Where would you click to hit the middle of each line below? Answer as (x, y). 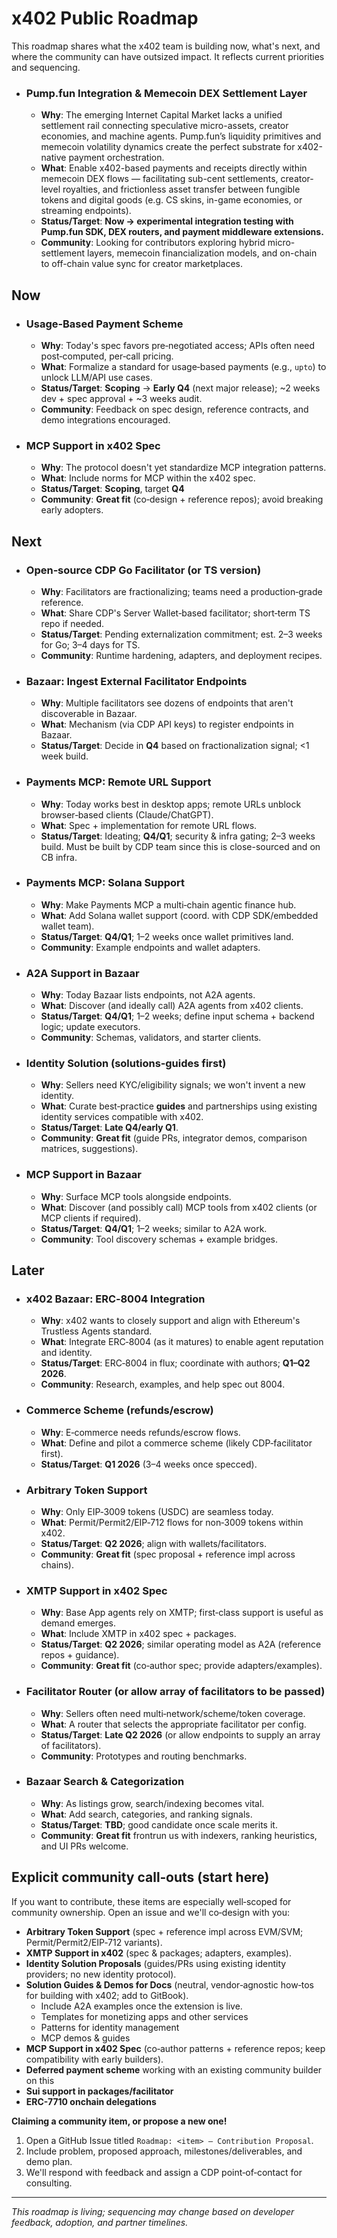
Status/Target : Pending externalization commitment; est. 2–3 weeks (181, 634)
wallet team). (67, 926)
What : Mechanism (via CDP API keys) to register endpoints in (167, 724)
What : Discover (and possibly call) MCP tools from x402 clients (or (179, 1207)
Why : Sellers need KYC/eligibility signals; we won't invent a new (173, 1085)
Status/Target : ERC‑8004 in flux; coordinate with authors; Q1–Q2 (175, 1363)
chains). (57, 1564)
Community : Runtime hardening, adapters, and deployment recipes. (181, 655)
